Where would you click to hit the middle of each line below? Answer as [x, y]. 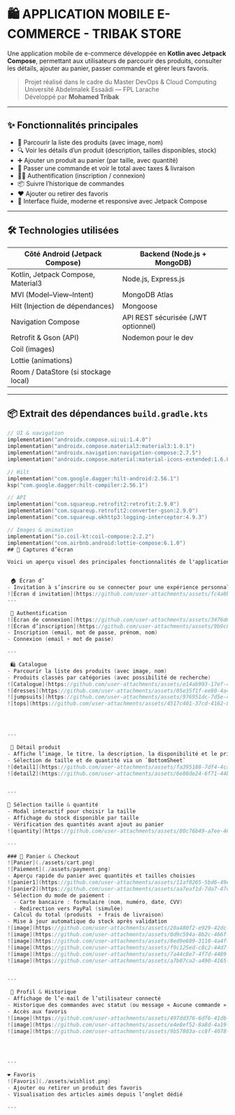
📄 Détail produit [35, 748]
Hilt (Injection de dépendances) [63, 306]
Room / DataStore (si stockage [61, 372]
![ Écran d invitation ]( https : [51, 594]
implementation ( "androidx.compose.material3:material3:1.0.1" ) [101, 447]
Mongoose [140, 306]
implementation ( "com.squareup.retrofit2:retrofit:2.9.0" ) [93, 504]
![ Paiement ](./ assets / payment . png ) [59, 870]
